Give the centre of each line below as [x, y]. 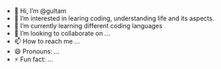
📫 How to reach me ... [47, 41]
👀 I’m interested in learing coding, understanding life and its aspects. [114, 18]
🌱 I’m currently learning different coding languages [88, 26]
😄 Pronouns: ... [37, 51]
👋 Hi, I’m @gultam [40, 11]
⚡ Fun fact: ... [33, 59]
